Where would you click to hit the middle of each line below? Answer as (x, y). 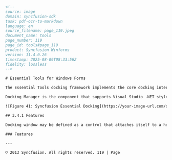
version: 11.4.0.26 (26, 55)
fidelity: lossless (26, 64)
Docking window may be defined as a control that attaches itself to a (83, 125)
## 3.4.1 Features (25, 115)
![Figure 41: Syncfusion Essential (43, 106)
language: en (19, 26)
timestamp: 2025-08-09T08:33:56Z (41, 59)
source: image (20, 12)
